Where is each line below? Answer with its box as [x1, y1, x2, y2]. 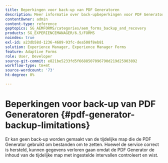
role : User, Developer [5, 53, 52, 59]
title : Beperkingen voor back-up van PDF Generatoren [5, 7, 120, 12]
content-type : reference [5, 21, 57, 26]
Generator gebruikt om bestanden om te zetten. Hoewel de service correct [5, 141, 159, 147]
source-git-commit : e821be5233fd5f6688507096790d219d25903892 [5, 58, 137, 63]
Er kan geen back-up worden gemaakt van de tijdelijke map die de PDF [5, 136, 151, 142]
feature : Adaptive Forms [5, 49, 57, 54]
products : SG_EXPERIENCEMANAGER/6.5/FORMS [5, 30, 95, 35]
